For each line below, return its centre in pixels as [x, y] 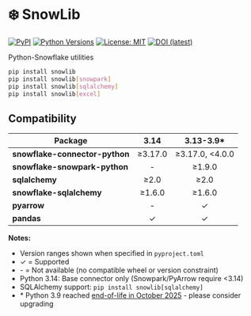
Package [71, 141]
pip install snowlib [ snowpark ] [60, 79]
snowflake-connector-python [71, 154]
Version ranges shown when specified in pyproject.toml [112, 253]
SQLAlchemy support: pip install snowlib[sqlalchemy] [111, 287]
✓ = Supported [44, 262]
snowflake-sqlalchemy [57, 192]
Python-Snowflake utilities [51, 57]
